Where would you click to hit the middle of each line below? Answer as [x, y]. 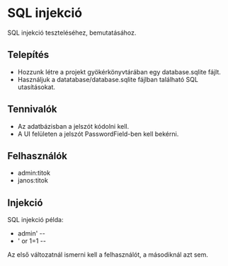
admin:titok [34, 173]
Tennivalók [33, 109]
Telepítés [28, 55]
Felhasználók [37, 156]
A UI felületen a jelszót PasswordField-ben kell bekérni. [98, 134]
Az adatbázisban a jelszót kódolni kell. [73, 126]
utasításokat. [36, 87]
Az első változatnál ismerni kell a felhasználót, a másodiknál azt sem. [108, 255]
